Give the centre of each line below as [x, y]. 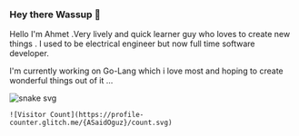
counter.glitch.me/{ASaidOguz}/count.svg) [91, 123]
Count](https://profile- [97, 115]
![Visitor [28, 115]
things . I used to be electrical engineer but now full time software [132, 44]
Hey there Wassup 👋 [55, 15]
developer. [30, 53]
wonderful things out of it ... [61, 81]
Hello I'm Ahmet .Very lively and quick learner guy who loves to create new [150, 34]
